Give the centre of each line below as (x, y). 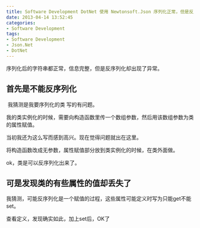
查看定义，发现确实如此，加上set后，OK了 (58, 219)
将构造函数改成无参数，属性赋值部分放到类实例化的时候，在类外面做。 (92, 150)
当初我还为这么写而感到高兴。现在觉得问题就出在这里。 (74, 137)
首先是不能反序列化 (41, 89)
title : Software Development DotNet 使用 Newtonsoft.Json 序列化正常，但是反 (100, 12)
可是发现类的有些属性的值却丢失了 (69, 183)
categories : (21, 23)
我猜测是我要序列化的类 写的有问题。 (53, 104)
